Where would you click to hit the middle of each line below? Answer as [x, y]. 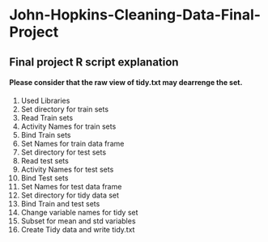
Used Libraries [45, 100]
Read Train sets [47, 117]
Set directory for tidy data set [70, 195]
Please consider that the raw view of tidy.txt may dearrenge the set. [126, 83]
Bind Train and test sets [60, 203]
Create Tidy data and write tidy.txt [78, 229]
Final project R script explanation [94, 62]
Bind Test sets [45, 178]
